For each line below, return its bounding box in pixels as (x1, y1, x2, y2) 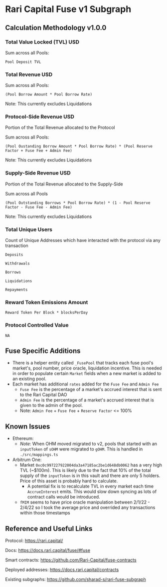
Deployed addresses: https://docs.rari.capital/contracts (5, 566, 119, 573)
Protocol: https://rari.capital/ (5, 537, 63, 543)
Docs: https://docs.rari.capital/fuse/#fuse (5, 547, 91, 553)
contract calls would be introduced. (27, 494, 101, 500)
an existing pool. (12, 376, 46, 382)
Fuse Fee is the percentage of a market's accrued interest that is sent (19, 386, 162, 392)
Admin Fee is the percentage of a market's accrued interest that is (19, 397, 155, 403)
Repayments (5, 287, 28, 292)
